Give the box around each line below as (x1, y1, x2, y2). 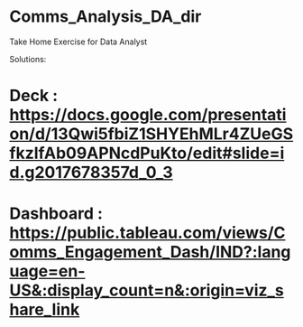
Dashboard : (9, 203, 104, 224)
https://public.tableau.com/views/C (9, 223, 286, 243)
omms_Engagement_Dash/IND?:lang (9, 242, 291, 263)
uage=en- (9, 261, 86, 282)
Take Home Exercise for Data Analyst (9, 36, 148, 47)
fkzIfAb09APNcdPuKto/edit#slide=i (9, 143, 285, 163)
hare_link (9, 300, 80, 320)
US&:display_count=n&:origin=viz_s (9, 280, 284, 301)
